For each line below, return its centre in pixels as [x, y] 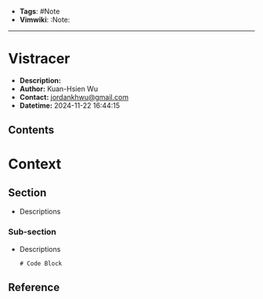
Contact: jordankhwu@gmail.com [74, 97]
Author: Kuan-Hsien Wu [59, 89]
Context [35, 164]
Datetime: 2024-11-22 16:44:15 [70, 105]
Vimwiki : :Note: [45, 20]
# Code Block [41, 263]
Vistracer [39, 59]
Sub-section [32, 232]
